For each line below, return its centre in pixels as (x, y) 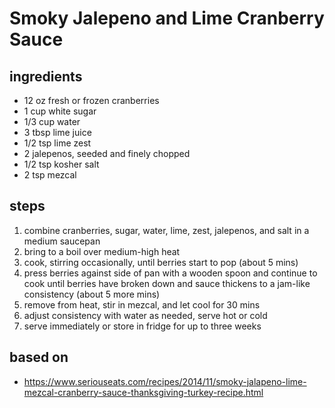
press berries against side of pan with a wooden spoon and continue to (170, 273)
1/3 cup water (52, 121)
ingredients (46, 76)
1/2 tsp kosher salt (61, 164)
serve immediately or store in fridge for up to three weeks (142, 326)
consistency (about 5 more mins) (92, 294)
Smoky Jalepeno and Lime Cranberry (167, 18)
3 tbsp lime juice (57, 132)
